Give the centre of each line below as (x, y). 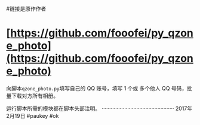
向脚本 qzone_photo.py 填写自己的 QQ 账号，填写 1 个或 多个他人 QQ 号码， (97, 88)
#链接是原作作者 (26, 9)
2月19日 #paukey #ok (33, 115)
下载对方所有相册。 (35, 96)
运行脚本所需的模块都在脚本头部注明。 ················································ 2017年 (99, 108)
